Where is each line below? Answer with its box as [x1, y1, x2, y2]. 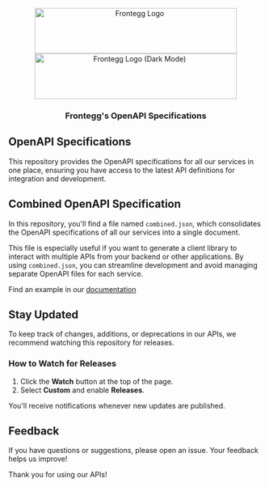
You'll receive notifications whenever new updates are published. [8, 400, 226, 410]
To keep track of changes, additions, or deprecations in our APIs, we [8, 329, 237, 339]
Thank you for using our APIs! [8, 470, 107, 480]
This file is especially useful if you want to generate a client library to [8, 243, 237, 252]
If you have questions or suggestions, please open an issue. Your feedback [8, 446, 258, 455]
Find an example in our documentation [8, 284, 137, 294]
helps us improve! [8, 454, 68, 464]
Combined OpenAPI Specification [8, 197, 182, 211]
